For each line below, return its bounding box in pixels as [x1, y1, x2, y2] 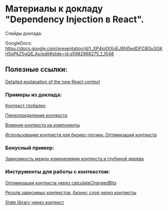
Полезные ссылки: [5, 65, 67, 74]
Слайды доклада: [5, 30, 42, 36]
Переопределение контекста [5, 113, 67, 119]
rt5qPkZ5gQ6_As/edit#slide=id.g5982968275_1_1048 [5, 51, 114, 57]
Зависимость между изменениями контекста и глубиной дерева [5, 156, 144, 162]
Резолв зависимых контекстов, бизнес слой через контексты [5, 189, 136, 195]
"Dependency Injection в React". [5, 14, 144, 25]
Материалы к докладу [5, 3, 103, 15]
